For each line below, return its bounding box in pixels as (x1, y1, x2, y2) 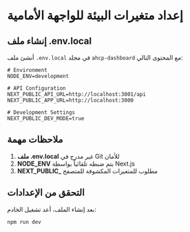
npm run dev (7, 218, 41, 225)
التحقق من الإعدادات (7, 187, 85, 199)
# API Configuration (7, 85, 67, 92)
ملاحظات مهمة (7, 134, 63, 146)
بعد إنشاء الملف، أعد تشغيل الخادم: (7, 205, 96, 213)
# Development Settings (7, 109, 76, 116)
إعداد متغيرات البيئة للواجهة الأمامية (7, 8, 184, 23)
